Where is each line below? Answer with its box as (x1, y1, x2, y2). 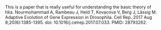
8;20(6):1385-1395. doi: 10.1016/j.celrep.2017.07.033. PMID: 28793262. (5, 19, 147, 25)
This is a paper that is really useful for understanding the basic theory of (5, 4, 151, 10)
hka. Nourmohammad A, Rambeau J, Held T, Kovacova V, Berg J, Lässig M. (5, 9, 157, 15)
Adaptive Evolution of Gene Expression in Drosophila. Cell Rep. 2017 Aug (5, 15, 152, 20)
